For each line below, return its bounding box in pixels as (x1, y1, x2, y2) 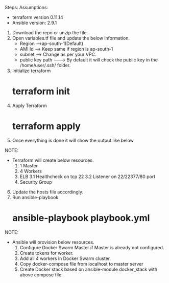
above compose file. (19, 271, 63, 278)
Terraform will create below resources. (12, 157, 94, 163)
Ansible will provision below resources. (12, 239, 95, 245)
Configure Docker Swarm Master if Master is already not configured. (19, 244, 164, 250)
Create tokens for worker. (19, 250, 74, 256)
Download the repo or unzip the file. (12, 30, 88, 35)
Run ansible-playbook (12, 194, 59, 200)
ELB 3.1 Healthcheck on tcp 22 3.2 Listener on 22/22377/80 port (19, 173, 156, 180)
